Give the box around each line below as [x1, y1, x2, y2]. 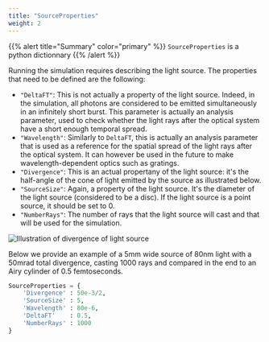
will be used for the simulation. [19, 218, 122, 228]
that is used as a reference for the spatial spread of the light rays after [19, 141, 253, 150]
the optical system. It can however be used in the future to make [19, 150, 234, 159]
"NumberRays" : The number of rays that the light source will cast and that [19, 209, 260, 219]
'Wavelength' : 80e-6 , [23, 304, 99, 312]
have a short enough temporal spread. [19, 124, 147, 134]
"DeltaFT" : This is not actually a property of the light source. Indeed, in [19, 89, 255, 99]
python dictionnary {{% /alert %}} [8, 50, 121, 60]
